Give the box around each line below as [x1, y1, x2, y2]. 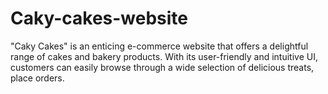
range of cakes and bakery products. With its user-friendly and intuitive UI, [10, 50, 318, 62]
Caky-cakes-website [10, 7, 189, 30]
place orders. [10, 72, 65, 84]
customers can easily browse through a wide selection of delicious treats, [10, 61, 315, 73]
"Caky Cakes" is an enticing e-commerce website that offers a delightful [10, 40, 309, 52]
